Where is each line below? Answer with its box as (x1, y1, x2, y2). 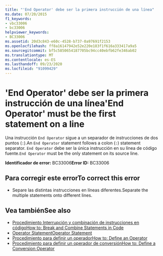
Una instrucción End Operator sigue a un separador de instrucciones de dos (5, 135, 158, 140)
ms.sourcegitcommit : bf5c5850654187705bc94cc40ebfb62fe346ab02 (5, 48, 137, 53)
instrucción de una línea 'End (5, 98, 124, 109)
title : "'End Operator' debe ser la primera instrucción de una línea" (5, 7, 154, 12)
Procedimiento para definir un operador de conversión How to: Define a (12, 240, 156, 246)
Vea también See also (5, 207, 71, 215)
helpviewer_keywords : (5, 30, 49, 35)
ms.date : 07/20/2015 (5, 12, 47, 17)
